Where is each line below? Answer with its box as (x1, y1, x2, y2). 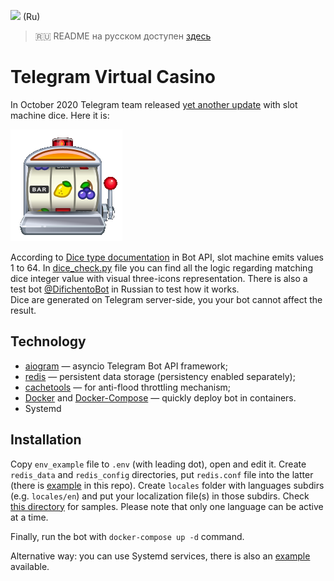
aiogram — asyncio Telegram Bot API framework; (24, 360, 228, 372)
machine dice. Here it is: (10, 109, 110, 121)
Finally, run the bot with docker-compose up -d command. (10, 530, 245, 542)
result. (10, 304, 37, 316)
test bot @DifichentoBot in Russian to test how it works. (10, 283, 240, 295)
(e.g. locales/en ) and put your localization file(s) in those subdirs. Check (10, 490, 310, 502)
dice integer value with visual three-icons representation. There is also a (10, 272, 308, 284)
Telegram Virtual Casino (10, 66, 217, 89)
